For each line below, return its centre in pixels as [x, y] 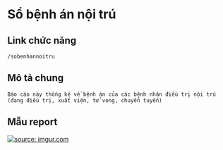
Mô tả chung [36, 78]
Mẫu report [32, 122]
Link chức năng [42, 40]
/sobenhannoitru [31, 56]
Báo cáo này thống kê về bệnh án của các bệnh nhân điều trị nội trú [112, 94]
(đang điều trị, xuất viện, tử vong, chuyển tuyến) [85, 100]
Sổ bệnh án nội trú [62, 14]
